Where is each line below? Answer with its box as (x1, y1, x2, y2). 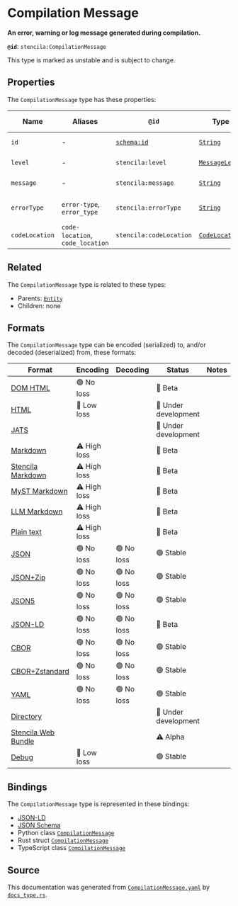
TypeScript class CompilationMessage (17, 844, 126, 852)
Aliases (72, 116, 98, 126)
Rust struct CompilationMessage (17, 836, 108, 844)
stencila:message (115, 179, 174, 187)
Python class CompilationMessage (17, 829, 115, 837)
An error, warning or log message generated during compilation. (7, 28, 201, 37)
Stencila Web (11, 727, 55, 737)
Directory (11, 712, 42, 722)
